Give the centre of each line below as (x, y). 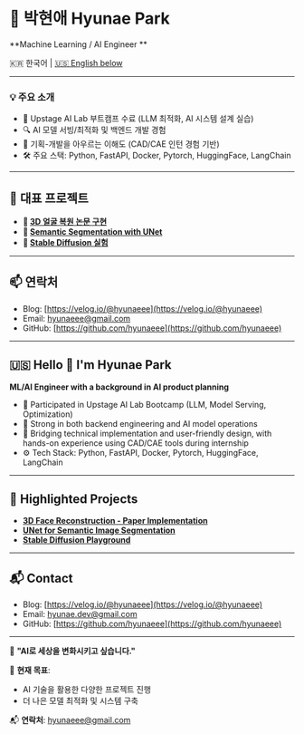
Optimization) (48, 414)
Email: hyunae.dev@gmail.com (80, 614)
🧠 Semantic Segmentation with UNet (92, 232)
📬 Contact (41, 578)
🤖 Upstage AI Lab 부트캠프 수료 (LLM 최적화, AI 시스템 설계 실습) (138, 119)
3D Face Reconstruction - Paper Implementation (115, 521)
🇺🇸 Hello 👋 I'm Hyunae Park (90, 365)
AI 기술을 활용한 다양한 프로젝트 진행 (87, 690)
